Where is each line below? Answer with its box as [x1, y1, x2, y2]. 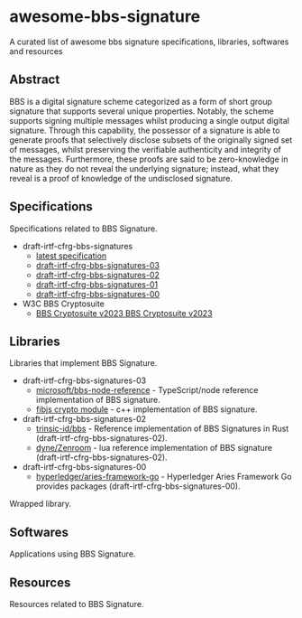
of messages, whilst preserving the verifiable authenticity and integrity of [9, 144, 281, 154]
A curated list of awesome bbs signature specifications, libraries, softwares [9, 36, 289, 47]
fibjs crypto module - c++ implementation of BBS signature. [35, 404, 258, 415]
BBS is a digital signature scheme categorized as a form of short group [9, 96, 273, 107]
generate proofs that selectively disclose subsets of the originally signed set [9, 134, 293, 145]
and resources [9, 45, 63, 56]
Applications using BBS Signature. [9, 548, 136, 559]
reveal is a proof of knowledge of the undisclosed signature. [9, 173, 233, 183]
